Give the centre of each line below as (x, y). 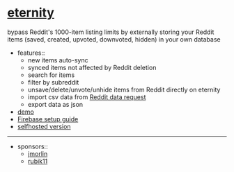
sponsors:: (32, 146)
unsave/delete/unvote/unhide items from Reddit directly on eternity (124, 89)
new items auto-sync (58, 60)
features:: (31, 53)
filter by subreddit (53, 82)
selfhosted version (44, 126)
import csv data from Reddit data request (87, 97)
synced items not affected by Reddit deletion (92, 67)
